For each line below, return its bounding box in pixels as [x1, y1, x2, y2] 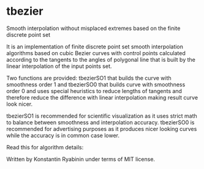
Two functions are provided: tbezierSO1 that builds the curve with [6, 74, 172, 81]
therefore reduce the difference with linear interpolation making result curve [6, 94, 198, 101]
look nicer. [6, 100, 33, 108]
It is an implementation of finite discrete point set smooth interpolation [6, 43, 184, 50]
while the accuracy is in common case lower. [6, 132, 120, 139]
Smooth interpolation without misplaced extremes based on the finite [6, 24, 181, 32]
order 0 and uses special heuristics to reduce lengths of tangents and [6, 87, 183, 94]
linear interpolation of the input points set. [6, 62, 112, 70]
